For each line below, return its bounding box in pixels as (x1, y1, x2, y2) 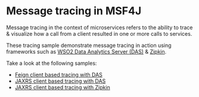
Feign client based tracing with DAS (14, 71, 103, 78)
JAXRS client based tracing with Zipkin (14, 83, 110, 90)
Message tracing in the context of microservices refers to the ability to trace (6, 24, 193, 31)
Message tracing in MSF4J (6, 4, 142, 18)
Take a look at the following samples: (6, 60, 97, 67)
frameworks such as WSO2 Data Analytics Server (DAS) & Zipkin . (6, 48, 167, 55)
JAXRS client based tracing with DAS (14, 77, 106, 85)
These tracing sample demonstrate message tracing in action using (6, 42, 172, 49)
